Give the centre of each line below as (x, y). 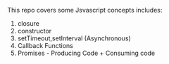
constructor (35, 31)
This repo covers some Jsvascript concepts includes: (85, 10)
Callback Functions (45, 46)
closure (29, 23)
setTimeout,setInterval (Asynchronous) (74, 38)
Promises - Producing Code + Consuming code (86, 53)
